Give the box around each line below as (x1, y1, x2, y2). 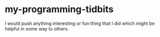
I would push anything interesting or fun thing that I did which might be (5, 20, 155, 26)
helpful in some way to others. (5, 25, 69, 31)
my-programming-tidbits (5, 4, 114, 15)
